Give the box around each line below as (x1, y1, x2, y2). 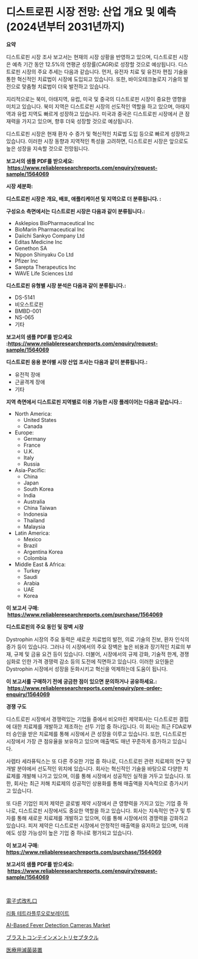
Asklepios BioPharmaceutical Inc (14, 219, 95, 226)
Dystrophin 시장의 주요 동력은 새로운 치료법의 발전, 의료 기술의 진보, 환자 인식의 (6, 636, 190, 643)
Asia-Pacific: (14, 466, 46, 473)
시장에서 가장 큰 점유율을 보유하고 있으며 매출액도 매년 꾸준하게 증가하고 (6, 737, 171, 745)
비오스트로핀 (14, 301, 44, 308)
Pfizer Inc (14, 257, 38, 264)
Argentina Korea (23, 548, 63, 555)
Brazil (23, 542, 38, 549)
